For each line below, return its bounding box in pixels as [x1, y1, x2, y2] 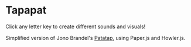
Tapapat [5, 4, 47, 17]
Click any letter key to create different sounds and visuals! [5, 23, 146, 30]
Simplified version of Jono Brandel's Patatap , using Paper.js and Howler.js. [5, 34, 186, 41]
